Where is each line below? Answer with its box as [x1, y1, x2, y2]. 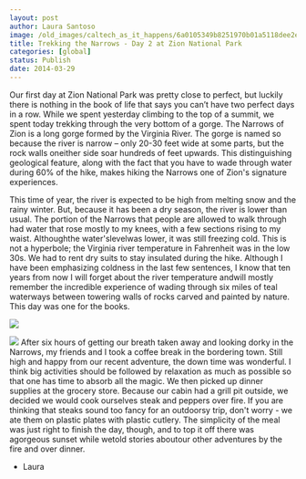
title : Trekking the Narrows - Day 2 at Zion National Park [9, 38, 243, 48]
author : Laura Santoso [9, 22, 96, 31]
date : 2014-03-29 [9, 65, 76, 74]
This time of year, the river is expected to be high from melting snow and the [9, 193, 297, 205]
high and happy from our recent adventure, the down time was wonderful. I [9, 356, 291, 367]
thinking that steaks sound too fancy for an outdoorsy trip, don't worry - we [9, 404, 293, 415]
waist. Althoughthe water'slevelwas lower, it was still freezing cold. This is [9, 233, 287, 244]
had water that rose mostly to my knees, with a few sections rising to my [9, 223, 281, 234]
